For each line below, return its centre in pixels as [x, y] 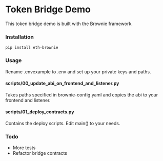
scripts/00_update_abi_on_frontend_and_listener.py [62, 84]
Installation [20, 37]
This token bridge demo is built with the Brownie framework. [69, 24]
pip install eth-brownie [32, 48]
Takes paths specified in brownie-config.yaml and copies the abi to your [81, 95]
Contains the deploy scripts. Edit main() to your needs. [63, 123]
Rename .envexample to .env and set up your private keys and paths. [78, 72]
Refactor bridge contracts [40, 153]
